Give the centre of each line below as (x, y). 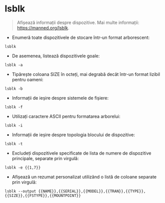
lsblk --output (20, 191)
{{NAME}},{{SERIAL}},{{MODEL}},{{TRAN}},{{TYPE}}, (92, 191)
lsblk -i (14, 125)
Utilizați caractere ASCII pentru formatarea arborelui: (66, 116)
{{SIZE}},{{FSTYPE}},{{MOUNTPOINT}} (43, 196)
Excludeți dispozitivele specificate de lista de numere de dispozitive (81, 153)
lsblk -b (14, 89)
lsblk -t (14, 144)
